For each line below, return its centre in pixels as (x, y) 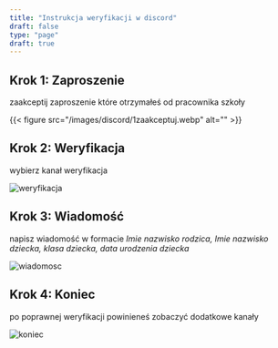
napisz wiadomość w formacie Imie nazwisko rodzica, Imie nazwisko (139, 239)
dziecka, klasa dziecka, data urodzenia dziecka (99, 248)
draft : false (34, 26)
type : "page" (34, 35)
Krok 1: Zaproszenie (67, 80)
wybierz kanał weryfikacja (58, 170)
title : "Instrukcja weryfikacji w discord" (93, 18)
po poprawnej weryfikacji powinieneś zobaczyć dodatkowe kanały (134, 316)
